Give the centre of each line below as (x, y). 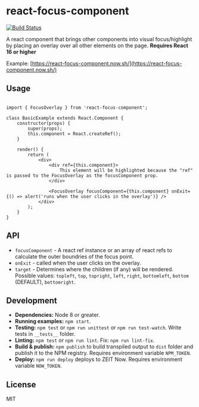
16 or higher (21, 51)
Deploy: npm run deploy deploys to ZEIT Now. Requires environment (99, 359)
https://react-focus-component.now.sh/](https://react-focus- (107, 63)
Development (32, 300)
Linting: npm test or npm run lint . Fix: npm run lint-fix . (85, 340)
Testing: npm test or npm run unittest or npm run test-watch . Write (98, 328)
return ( (38, 154)
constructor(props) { (43, 123)
